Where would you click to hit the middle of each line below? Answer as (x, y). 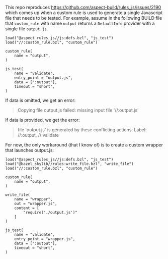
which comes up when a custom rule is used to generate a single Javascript (84, 13)
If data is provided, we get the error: (43, 120)
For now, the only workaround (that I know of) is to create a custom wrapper (84, 145)
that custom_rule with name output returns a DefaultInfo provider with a (80, 23)
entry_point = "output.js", (44, 78)
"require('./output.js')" (51, 213)
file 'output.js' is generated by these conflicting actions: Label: (82, 130)
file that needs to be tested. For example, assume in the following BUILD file (84, 18)
